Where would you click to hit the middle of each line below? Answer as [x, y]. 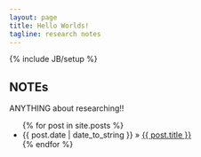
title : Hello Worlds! [49, 26]
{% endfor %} [48, 145]
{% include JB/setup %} [53, 59]
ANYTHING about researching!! [67, 108]
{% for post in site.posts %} [73, 126]
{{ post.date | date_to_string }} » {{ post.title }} [107, 135]
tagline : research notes [55, 34]
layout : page [33, 17]
